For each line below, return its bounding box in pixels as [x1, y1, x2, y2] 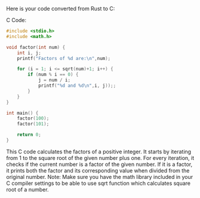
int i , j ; [17, 50, 42, 56]
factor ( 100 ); [17, 115, 50, 121]
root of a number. [6, 186, 49, 193]
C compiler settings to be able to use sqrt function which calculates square [6, 180, 191, 187]
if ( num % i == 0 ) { [27, 71, 79, 78]
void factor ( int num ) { [6, 44, 66, 50]
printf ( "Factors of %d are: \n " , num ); [17, 55, 111, 61]
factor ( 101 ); [17, 121, 50, 127]
